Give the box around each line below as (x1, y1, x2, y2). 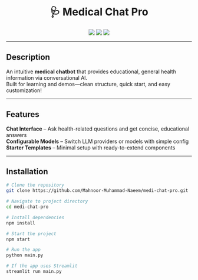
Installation (6, 167, 48, 177)
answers (6, 131, 27, 138)
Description (6, 52, 50, 63)
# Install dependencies (6, 214, 65, 220)
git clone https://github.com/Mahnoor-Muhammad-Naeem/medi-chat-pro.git (6, 188, 189, 194)
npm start (6, 236, 31, 242)
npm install (6, 220, 35, 226)
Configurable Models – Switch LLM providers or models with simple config (6, 138, 189, 145)
